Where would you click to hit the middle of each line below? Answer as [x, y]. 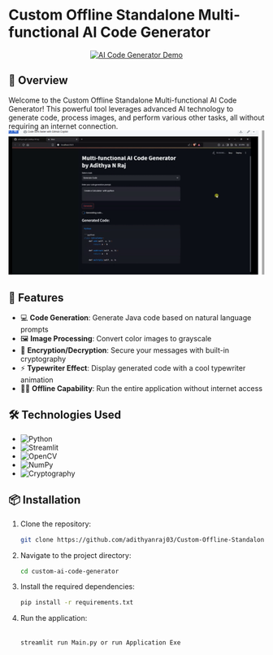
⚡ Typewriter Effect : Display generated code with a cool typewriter [133, 368]
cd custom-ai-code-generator [69, 571]
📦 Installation [45, 500]
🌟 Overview [38, 80]
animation [37, 380]
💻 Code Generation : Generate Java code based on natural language [136, 318]
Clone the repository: [56, 524]
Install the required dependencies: [78, 587]
